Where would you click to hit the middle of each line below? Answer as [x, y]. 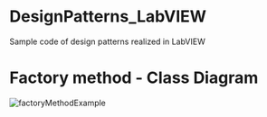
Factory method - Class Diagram [134, 78]
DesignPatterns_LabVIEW [108, 17]
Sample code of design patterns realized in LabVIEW [107, 41]
